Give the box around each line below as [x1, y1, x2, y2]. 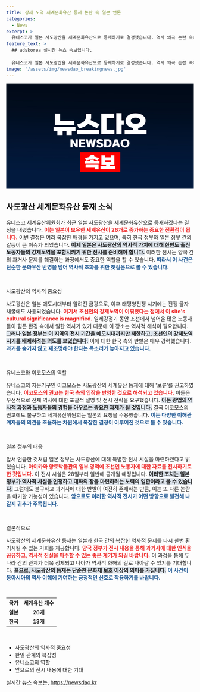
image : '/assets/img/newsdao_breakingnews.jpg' [6, 66, 127, 72]
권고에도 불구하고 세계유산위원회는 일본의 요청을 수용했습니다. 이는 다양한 [6, 411, 177, 419]
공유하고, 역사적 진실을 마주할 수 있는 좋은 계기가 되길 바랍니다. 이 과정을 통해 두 [6, 552, 190, 559]
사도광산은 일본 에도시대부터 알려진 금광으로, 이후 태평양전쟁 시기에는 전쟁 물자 [6, 300, 189, 307]
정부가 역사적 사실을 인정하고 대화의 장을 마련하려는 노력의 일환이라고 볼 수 [6, 477, 177, 485]
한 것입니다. [6, 470, 34, 477]
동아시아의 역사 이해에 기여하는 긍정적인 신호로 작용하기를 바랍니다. [6, 574, 161, 581]
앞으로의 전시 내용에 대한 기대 [14, 666, 83, 673]
